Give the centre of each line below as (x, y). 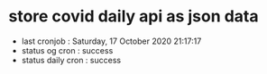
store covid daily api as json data (133, 16)
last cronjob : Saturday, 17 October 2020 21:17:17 (111, 41)
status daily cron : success (71, 60)
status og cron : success (67, 50)
